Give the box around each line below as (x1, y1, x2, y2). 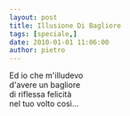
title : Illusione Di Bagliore (9, 21, 122, 30)
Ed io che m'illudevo (9, 70, 84, 81)
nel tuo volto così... (9, 98, 79, 109)
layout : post (9, 12, 58, 22)
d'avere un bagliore (9, 80, 81, 90)
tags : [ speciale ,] (9, 29, 77, 38)
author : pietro (9, 46, 66, 55)
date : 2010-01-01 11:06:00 (9, 37, 110, 47)
